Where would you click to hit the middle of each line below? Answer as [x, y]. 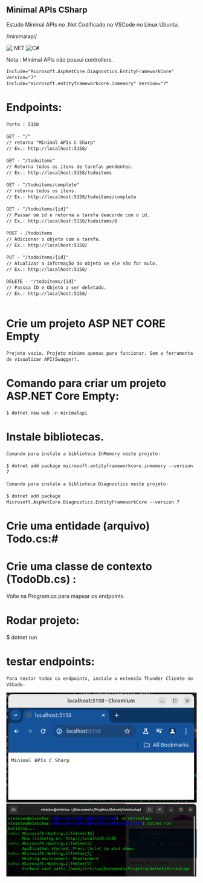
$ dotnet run [22, 637]
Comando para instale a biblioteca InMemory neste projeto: [84, 454]
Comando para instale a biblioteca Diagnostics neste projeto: [88, 484]
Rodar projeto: [43, 620]
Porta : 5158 [23, 124]
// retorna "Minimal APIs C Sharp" [51, 142]
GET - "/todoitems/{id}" [37, 209]
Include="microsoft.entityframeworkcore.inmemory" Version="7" [88, 83]
